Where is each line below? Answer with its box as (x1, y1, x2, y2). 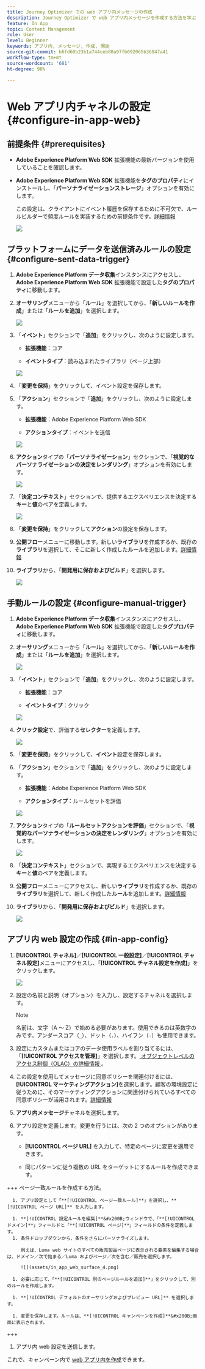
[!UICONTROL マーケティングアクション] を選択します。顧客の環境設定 (15, 1080, 193, 1088)
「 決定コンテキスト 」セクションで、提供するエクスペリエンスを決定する (15, 493, 197, 500)
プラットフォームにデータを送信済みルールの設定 (7, 244, 192, 254)
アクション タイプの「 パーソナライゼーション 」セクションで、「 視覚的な (15, 453, 195, 461)
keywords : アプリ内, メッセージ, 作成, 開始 (7, 43, 110, 50)
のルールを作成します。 (7, 1283, 57, 1289)
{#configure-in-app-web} (7, 113, 141, 127)
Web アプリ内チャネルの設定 (7, 99, 151, 113)
